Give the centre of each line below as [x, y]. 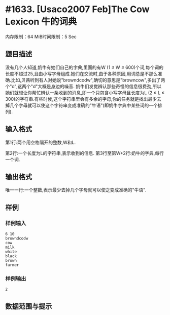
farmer [12, 265]
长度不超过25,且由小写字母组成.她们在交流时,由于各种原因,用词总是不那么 [82, 73]
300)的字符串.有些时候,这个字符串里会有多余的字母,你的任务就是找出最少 [81, 99]
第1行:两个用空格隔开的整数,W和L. [41, 142]
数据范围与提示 [29, 306]
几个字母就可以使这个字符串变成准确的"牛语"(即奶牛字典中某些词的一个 [84, 105]
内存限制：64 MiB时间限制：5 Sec [41, 36]
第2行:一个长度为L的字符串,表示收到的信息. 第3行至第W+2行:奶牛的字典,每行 [84, 153]
